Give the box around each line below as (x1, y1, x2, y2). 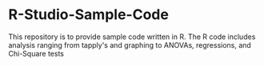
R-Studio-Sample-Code (8, 6, 170, 24)
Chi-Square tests (8, 49, 64, 58)
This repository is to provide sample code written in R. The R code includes (8, 32, 256, 41)
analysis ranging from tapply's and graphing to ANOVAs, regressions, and (8, 40, 252, 49)
